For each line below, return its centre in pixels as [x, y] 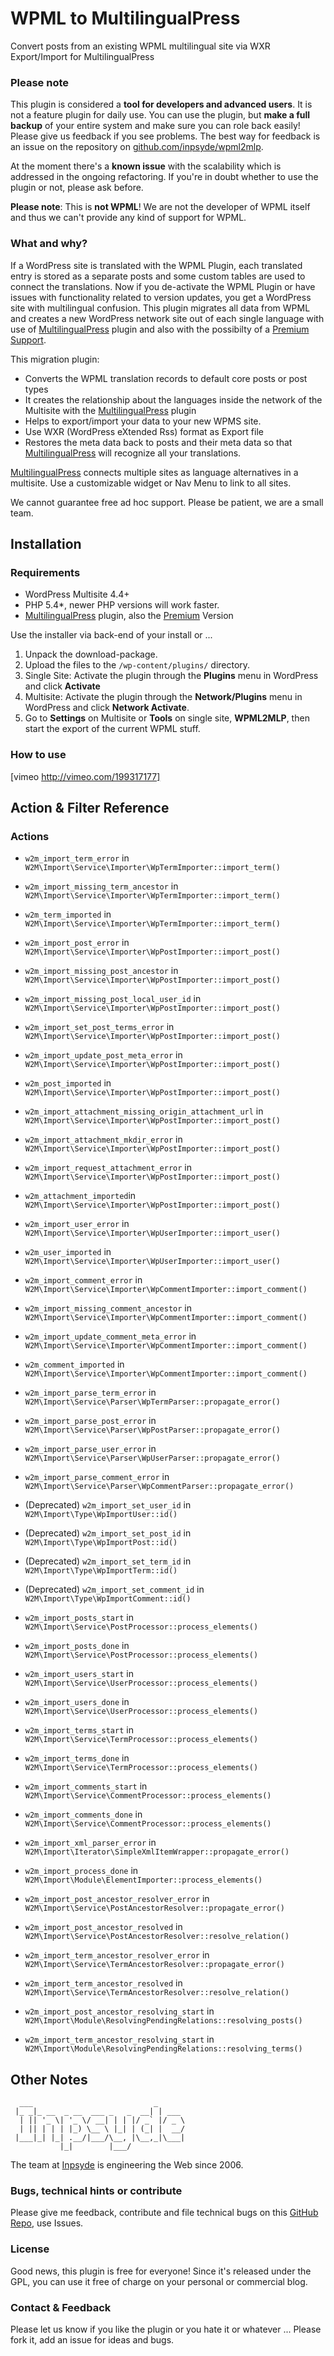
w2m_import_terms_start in [79, 1730]
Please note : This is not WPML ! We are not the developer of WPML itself [160, 207]
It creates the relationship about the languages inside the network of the [173, 399]
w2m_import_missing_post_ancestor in [101, 971]
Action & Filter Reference [90, 807]
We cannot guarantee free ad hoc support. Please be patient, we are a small [167, 502]
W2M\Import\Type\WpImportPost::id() [101, 1543]
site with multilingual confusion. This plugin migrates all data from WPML [160, 308]
